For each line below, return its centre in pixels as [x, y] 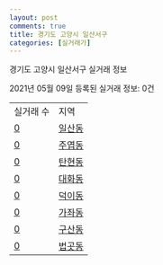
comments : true [38, 26]
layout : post [34, 18]
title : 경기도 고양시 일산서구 [59, 34]
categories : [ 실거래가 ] [50, 43]
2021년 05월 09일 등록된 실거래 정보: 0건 [82, 88]
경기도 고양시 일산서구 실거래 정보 [68, 69]
